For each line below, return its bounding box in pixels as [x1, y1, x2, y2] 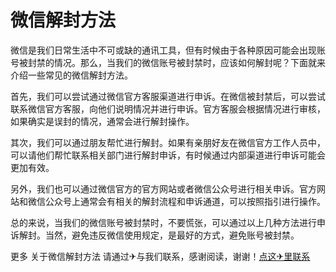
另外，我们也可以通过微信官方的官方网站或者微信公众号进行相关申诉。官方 [10, 182, 317, 195]
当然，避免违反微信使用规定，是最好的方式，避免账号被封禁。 [44, 229, 300, 241]
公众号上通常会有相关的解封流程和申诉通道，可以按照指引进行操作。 [44, 195, 326, 207]
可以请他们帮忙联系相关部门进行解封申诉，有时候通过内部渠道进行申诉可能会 [10, 149, 326, 161]
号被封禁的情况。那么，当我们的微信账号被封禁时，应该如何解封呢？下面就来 [10, 56, 326, 68]
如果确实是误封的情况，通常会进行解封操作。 [10, 115, 195, 127]
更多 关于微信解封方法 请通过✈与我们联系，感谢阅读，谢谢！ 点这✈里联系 [10, 250, 311, 262]
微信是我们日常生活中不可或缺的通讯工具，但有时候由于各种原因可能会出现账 [10, 44, 326, 56]
